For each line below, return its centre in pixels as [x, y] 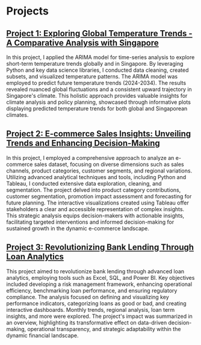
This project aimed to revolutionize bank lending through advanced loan [95, 271]
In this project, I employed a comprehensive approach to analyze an [90, 157]
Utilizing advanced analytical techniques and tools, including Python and [96, 177]
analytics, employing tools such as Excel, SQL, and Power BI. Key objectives [100, 277]
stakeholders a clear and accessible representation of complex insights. [95, 209]
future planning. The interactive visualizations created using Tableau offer [98, 203]
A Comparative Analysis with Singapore [83, 43]
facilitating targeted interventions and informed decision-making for [90, 222]
